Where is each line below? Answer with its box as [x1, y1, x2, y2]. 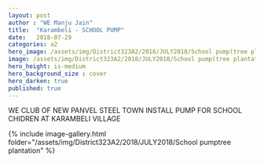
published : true [8, 84, 61, 92]
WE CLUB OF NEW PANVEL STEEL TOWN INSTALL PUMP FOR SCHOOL [8, 106, 242, 115]
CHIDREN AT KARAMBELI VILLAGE [8, 114, 121, 124]
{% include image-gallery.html [8, 129, 107, 139]
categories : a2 [8, 41, 58, 49]
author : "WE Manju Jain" [8, 19, 93, 27]
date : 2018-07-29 [8, 33, 72, 42]
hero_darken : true [8, 77, 68, 85]
